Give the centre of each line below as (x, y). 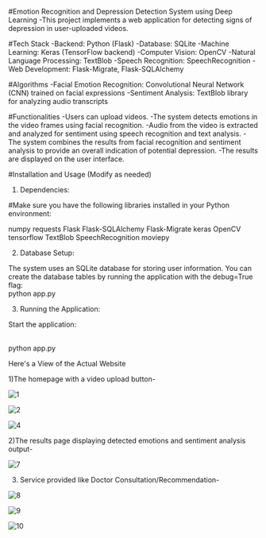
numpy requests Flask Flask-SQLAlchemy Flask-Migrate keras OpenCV (125, 229)
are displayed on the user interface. (66, 159)
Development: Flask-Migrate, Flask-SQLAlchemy (104, 69)
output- (21, 449)
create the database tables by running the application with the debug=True (131, 277)
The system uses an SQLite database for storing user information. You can (130, 268)
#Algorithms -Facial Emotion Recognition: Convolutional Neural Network (126, 84)
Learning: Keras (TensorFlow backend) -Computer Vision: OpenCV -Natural (132, 52)
